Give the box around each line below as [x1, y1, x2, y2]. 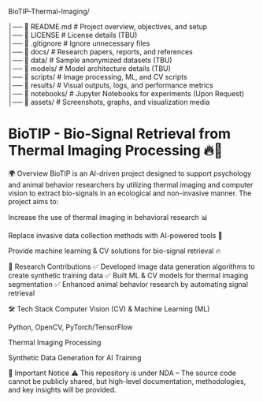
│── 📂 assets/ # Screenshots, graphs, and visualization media [8, 98, 210, 106]
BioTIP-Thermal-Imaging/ [8, 7, 91, 16]
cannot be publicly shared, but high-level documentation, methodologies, [8, 376, 246, 385]
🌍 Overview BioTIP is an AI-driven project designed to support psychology [8, 169, 252, 178]
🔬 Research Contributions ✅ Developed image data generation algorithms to [8, 262, 255, 271]
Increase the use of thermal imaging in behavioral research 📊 [8, 212, 209, 221]
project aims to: [8, 196, 59, 206]
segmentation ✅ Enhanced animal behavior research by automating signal [8, 279, 248, 288]
